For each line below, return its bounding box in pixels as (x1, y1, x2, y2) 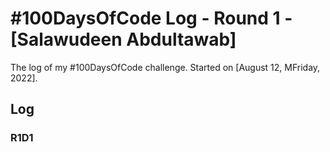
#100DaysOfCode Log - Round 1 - (10, 7, 293, 30)
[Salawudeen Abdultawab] (10, 28, 237, 51)
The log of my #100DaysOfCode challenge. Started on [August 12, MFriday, (10, 61, 321, 73)
